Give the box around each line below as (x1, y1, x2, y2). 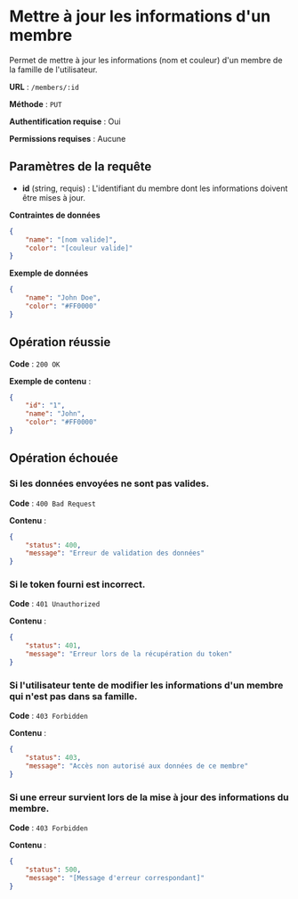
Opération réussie (9, 334, 111, 350)
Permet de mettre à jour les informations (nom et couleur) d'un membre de (9, 54, 283, 65)
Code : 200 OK (9, 359, 60, 369)
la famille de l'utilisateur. (9, 64, 98, 75)
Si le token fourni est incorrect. (9, 578, 146, 590)
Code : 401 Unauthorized (9, 598, 101, 609)
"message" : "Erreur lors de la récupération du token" (25, 649, 233, 659)
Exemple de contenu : (9, 375, 92, 386)
